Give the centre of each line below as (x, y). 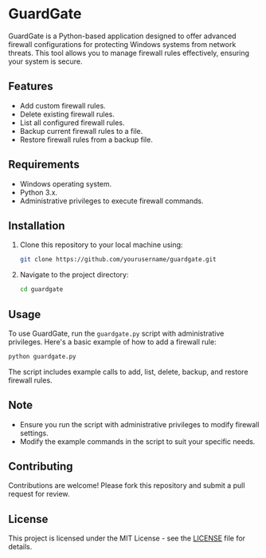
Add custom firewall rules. (63, 105)
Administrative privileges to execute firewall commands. (111, 201)
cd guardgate (41, 289)
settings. (34, 433)
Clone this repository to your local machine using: (101, 245)
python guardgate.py (43, 356)
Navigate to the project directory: (74, 275)
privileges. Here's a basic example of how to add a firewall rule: (112, 342)
